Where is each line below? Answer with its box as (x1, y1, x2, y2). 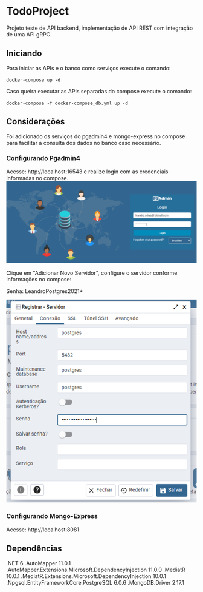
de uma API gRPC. (6, 30, 53, 38)
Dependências (6, 543, 62, 554)
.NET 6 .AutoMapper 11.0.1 (6, 559, 71, 567)
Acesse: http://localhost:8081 (6, 526, 80, 533)
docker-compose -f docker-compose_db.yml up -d (6, 100, 129, 106)
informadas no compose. (6, 174, 69, 181)
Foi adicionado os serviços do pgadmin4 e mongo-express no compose (6, 132, 185, 140)
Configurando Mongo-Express (6, 512, 98, 520)
